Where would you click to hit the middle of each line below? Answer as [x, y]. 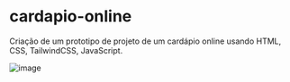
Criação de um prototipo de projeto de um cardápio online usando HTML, [145, 41]
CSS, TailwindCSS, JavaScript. [66, 50]
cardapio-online [71, 16]
